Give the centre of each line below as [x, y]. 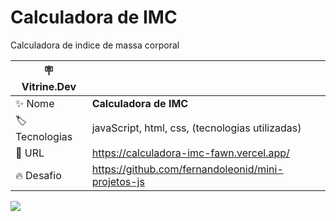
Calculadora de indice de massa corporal [95, 45]
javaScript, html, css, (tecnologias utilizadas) [196, 128]
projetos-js [118, 181]
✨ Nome [35, 103]
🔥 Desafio [38, 175]
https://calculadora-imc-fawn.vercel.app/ [190, 153]
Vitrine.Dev [49, 86]
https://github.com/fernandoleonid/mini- [187, 169]
